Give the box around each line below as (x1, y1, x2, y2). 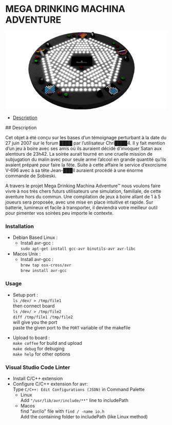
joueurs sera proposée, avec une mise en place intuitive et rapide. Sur (5, 199, 154, 206)
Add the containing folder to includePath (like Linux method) (20, 413, 148, 419)
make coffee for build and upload (12, 340, 82, 346)
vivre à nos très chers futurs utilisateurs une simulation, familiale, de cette (5, 188, 162, 194)
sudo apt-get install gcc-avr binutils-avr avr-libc (20, 246, 136, 252)
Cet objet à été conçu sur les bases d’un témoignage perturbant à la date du (5, 135, 167, 141)
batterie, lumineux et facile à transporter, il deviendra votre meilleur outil (5, 205, 158, 211)
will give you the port (12, 319, 58, 325)
